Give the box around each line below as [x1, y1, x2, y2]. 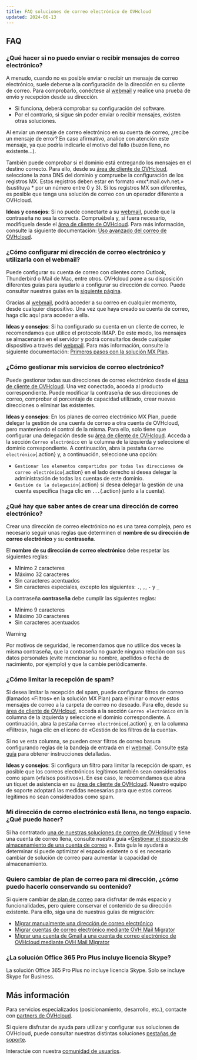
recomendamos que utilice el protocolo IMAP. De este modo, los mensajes [6, 329, 186, 337]
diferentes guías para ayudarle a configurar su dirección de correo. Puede [6, 281, 186, 288]
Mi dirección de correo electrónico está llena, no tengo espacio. [6, 808, 192, 816]
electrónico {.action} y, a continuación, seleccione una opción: [6, 450, 158, 458]
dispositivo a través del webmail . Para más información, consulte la [6, 342, 169, 349]
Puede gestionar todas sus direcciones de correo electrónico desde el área [6, 376, 189, 383]
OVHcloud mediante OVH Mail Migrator [14, 938, 110, 945]
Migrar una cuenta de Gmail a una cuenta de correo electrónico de [14, 932, 176, 939]
